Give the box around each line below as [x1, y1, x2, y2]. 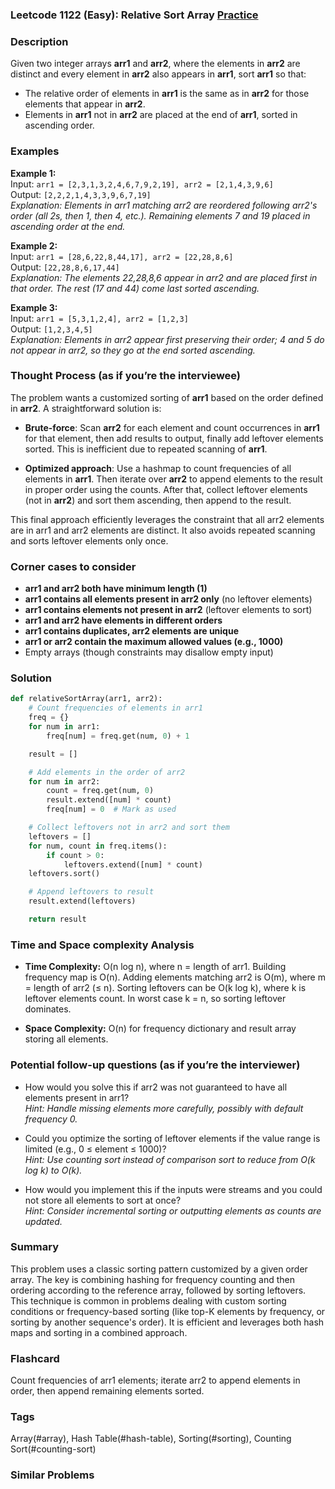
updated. [24, 1215, 63, 1227]
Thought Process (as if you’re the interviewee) [10, 369, 242, 383]
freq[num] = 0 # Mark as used [46, 804, 177, 815]
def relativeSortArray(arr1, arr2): [10, 694, 163, 704]
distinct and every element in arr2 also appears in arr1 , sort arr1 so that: [10, 68, 307, 80]
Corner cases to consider [10, 559, 137, 573]
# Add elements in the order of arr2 [28, 767, 186, 777]
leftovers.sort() [28, 869, 101, 879]
